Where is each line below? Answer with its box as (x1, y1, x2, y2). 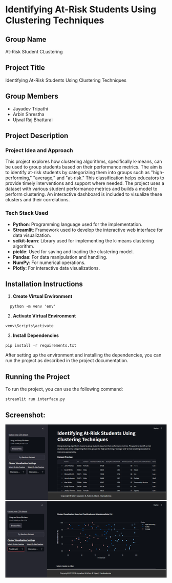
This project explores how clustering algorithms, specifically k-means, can (5, 158, 162, 165)
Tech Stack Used (5, 210, 49, 217)
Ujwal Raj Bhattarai (12, 117, 53, 123)
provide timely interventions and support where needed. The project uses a (5, 180, 165, 186)
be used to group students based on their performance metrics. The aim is (5, 164, 163, 170)
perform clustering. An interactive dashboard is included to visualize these (5, 191, 162, 197)
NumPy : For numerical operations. (12, 259, 86, 266)
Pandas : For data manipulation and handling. (12, 254, 107, 260)
